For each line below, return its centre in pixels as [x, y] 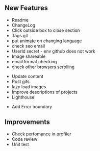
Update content [27, 76]
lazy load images [29, 87]
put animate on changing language [47, 41]
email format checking [34, 61]
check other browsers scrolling [43, 67]
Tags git [20, 35]
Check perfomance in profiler [41, 134]
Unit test [20, 144]
